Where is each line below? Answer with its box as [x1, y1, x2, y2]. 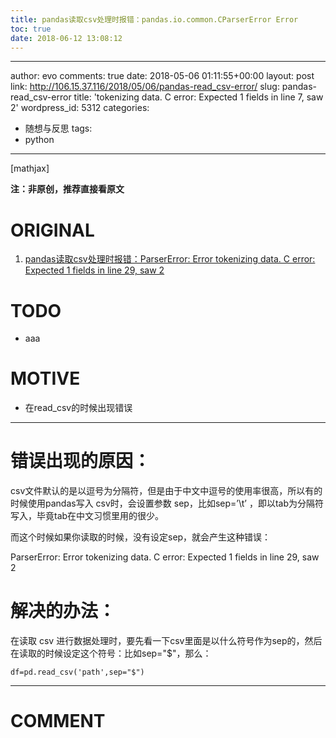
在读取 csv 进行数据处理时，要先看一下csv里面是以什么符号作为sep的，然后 [10, 635, 323, 647]
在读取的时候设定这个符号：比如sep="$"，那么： [10, 647, 212, 660]
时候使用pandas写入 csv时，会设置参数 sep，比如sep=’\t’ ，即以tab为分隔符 [10, 497, 324, 510]
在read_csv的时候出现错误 [24, 402, 133, 414]
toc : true [10, 24, 52, 34]
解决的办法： [10, 600, 117, 623]
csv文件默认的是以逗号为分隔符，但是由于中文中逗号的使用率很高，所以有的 [10, 485, 323, 497]
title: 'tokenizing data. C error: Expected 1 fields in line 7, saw [73, 91, 324, 103]
